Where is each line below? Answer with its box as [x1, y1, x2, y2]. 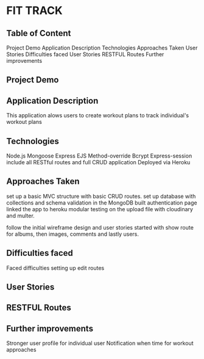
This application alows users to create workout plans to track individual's [6, 112, 189, 119]
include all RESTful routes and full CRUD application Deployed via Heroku [6, 159, 191, 166]
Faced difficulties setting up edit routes [6, 264, 105, 272]
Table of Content [6, 28, 71, 38]
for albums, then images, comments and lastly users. [6, 230, 139, 238]
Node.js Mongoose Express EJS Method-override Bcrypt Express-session [6, 152, 192, 159]
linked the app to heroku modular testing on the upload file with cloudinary [6, 205, 194, 212]
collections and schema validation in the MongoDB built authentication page [6, 199, 197, 206]
